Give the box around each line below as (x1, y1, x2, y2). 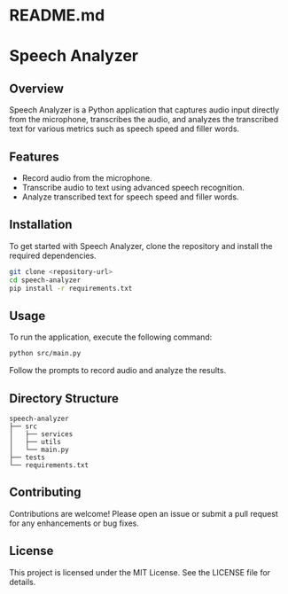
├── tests (9, 453, 46, 462)
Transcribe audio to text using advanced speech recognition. (21, 183, 245, 192)
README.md (9, 5, 105, 26)
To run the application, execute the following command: (9, 332, 213, 342)
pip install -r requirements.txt (9, 284, 133, 293)
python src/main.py (9, 349, 82, 358)
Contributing (9, 485, 82, 500)
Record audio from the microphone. (21, 173, 152, 183)
